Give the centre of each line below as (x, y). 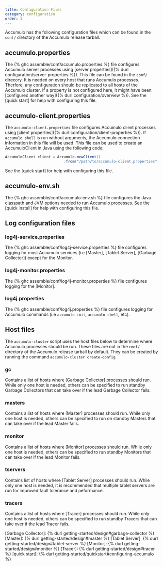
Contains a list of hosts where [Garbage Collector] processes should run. (78, 380)
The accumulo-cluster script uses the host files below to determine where (79, 341)
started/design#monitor (29, 549)
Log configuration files (40, 223)
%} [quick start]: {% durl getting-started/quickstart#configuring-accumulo (80, 554)
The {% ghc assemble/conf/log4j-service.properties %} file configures (76, 247)
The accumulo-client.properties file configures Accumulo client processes (81, 127)
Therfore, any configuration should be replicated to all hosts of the (72, 85)
